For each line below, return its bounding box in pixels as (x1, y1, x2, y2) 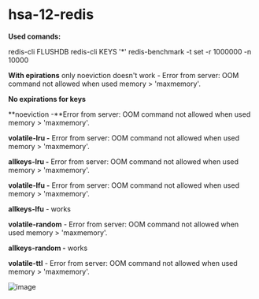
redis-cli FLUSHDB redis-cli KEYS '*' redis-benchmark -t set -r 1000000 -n (8, 47, 252, 56)
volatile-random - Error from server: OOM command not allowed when (8, 219, 239, 229)
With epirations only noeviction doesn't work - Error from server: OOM (8, 70, 239, 80)
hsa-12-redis (8, 6, 94, 24)
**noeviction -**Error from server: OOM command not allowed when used (8, 109, 251, 119)
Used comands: (8, 32, 61, 41)
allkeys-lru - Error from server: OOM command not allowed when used (8, 156, 239, 166)
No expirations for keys (8, 94, 87, 103)
